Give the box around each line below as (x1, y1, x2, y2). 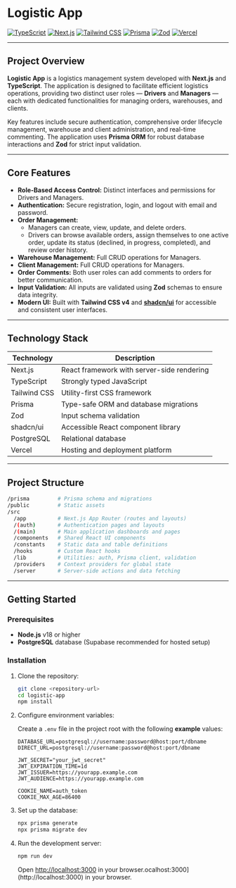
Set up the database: (17, 806, 79, 815)
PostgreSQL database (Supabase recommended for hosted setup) (17, 638, 211, 646)
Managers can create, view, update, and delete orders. (27, 223, 187, 232)
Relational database (60, 434, 126, 444)
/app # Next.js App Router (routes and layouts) (13, 515, 188, 522)
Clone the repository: (17, 671, 79, 680)
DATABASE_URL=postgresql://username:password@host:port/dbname (17, 738, 207, 746)
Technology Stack (7, 332, 88, 344)
